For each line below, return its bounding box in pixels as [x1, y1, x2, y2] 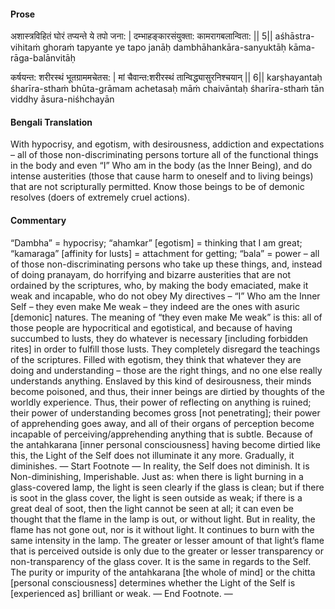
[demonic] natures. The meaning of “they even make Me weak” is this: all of [10, 311, 323, 323]
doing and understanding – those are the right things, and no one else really [10, 364, 323, 376]
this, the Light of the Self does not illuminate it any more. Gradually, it [10, 449, 295, 461]
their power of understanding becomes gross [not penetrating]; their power [10, 406, 321, 419]
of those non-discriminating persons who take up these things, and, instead [10, 258, 323, 270]
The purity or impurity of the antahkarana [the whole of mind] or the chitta [10, 566, 316, 578]
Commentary [10, 215, 67, 226]
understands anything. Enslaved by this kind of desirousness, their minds [10, 375, 312, 387]
